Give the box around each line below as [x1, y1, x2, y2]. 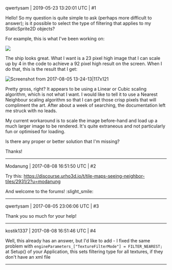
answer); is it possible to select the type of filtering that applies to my [5, 20, 152, 26]
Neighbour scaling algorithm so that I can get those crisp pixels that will [5, 97, 157, 102]
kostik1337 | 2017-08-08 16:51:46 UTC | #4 [5, 228, 96, 234]
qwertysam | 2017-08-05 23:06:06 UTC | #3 [5, 203, 99, 209]
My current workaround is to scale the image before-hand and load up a [5, 118, 158, 123]
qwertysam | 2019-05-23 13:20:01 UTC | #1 [5, 5, 96, 11]
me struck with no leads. [5, 108, 57, 114]
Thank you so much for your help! [5, 213, 77, 219]
